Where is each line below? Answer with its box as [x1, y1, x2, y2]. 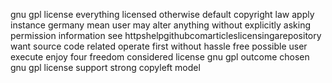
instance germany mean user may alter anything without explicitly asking [10, 19, 312, 31]
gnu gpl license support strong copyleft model [10, 62, 201, 73]
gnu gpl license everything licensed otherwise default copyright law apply [10, 9, 315, 20]
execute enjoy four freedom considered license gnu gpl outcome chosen [10, 51, 310, 63]
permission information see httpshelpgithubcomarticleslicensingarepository [10, 30, 322, 41]
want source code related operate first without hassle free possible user [10, 40, 308, 52]
